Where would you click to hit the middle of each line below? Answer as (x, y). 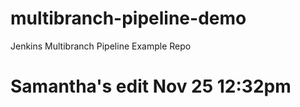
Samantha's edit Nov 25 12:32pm (151, 86)
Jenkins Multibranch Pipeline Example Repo (101, 46)
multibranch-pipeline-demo (128, 18)
